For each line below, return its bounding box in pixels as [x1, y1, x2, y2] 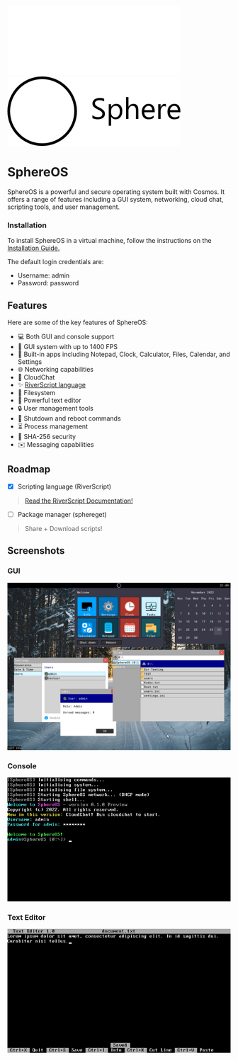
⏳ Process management [17, 422, 89, 431]
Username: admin [17, 271, 70, 280]
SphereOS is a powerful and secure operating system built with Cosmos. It [7, 187, 225, 196]
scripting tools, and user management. [7, 203, 120, 211]
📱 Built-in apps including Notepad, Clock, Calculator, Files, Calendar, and [17, 350, 230, 359]
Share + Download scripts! [24, 524, 103, 532]
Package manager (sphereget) [17, 510, 108, 518]
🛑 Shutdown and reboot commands [17, 414, 122, 423]
